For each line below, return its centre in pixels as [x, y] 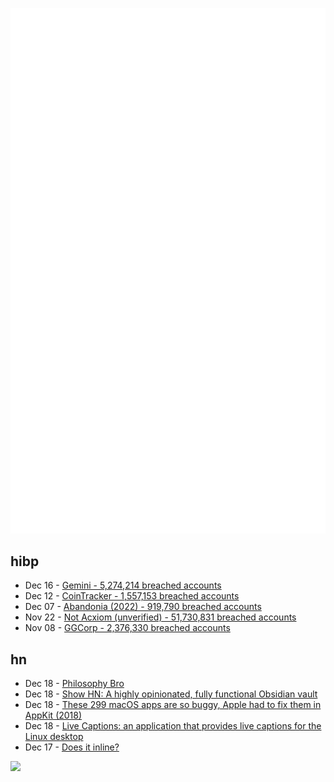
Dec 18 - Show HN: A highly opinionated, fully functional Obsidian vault [171, 694]
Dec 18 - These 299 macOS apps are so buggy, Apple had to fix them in [173, 705]
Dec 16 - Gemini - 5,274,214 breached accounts [123, 585]
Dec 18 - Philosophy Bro [74, 684]
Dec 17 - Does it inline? [72, 747]
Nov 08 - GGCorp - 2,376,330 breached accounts [127, 628]
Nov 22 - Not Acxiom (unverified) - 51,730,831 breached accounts [160, 617]
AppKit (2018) [53, 715]
